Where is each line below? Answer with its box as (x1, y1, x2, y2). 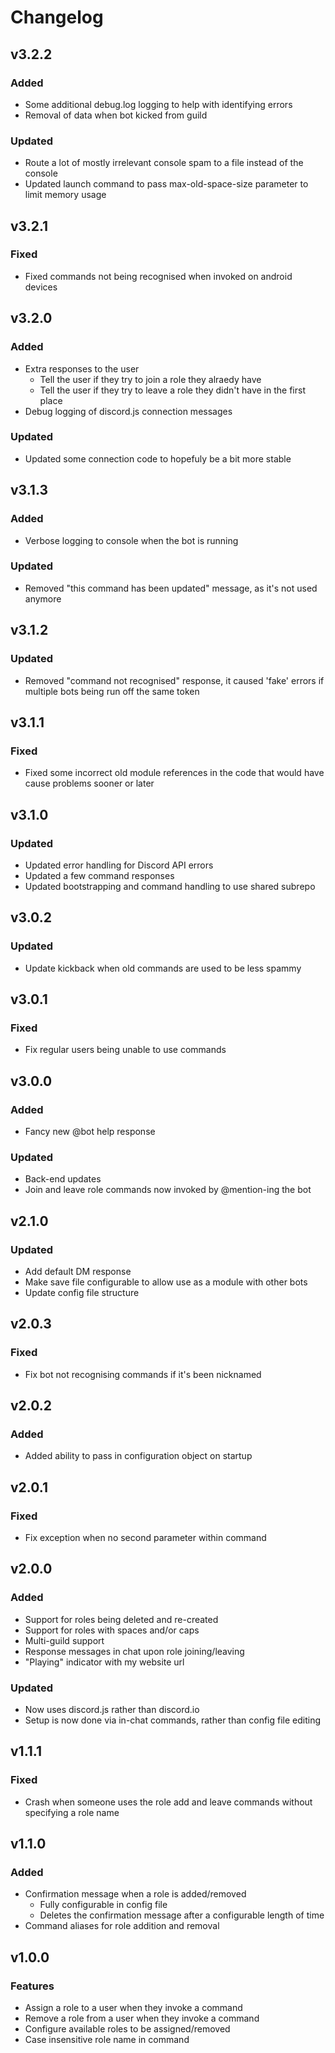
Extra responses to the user (24, 362, 140, 375)
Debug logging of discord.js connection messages (24, 405, 233, 417)
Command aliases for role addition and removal (24, 1920, 220, 1932)
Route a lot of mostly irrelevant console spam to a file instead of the (24, 157, 304, 169)
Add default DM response (24, 1265, 132, 1277)
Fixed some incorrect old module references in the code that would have (24, 767, 325, 779)
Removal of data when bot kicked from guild (24, 109, 208, 121)
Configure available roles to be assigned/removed (24, 2023, 231, 2035)
